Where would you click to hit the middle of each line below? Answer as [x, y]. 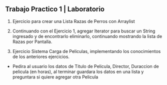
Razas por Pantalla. [32, 41]
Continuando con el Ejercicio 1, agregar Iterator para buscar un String [84, 31]
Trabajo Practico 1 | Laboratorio [55, 9]
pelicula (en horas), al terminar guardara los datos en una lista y [78, 71]
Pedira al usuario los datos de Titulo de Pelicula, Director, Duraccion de [85, 66]
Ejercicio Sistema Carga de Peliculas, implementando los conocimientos [86, 51]
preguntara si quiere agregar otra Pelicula [55, 77]
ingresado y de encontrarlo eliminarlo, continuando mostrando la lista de [87, 36]
